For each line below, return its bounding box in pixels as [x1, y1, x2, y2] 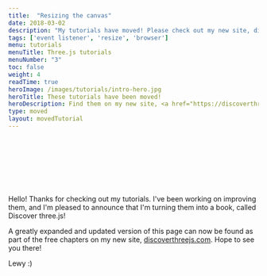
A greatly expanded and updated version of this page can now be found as [8, 226, 253, 236]
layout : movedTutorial [8, 115, 83, 123]
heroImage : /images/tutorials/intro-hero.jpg [8, 85, 161, 94]
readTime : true [8, 78, 59, 86]
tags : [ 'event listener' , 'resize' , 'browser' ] [8, 33, 169, 42]
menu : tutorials [8, 41, 62, 49]
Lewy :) [8, 259, 33, 268]
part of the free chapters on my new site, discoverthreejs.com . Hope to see [8, 235, 255, 244]
